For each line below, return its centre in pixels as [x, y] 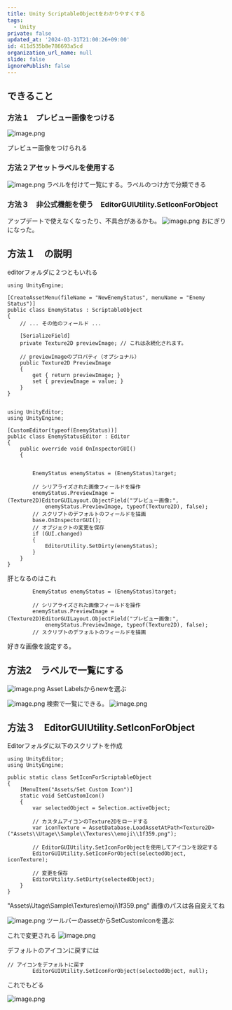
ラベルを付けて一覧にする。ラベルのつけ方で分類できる [127, 184]
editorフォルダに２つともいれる [53, 272]
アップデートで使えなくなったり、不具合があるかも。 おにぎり [117, 221]
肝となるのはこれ [32, 578]
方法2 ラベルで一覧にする [66, 670]
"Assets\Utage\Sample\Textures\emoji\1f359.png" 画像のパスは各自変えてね [116, 906]
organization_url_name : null [50, 53]
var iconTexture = [59, 828]
